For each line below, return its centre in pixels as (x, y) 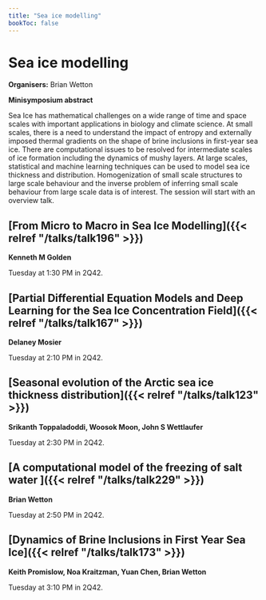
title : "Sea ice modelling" (55, 16)
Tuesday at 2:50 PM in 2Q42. (56, 515)
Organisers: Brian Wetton (51, 85)
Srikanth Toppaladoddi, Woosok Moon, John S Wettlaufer (106, 427)
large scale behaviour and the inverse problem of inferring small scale (123, 184)
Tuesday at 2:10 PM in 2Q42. (56, 358)
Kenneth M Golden (40, 257)
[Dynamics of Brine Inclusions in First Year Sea (127, 540)
